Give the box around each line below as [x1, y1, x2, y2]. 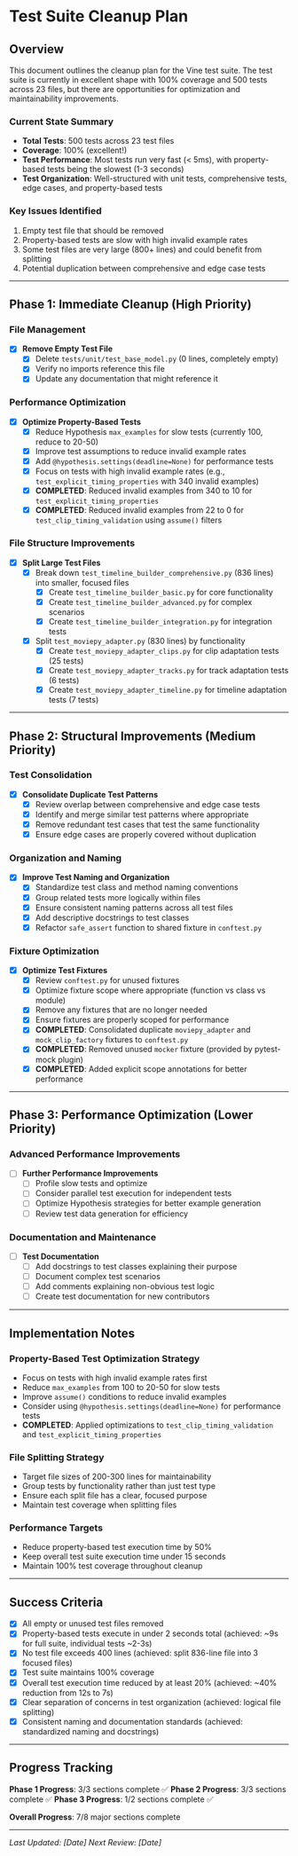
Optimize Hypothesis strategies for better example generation [35, 1198, 262, 1208]
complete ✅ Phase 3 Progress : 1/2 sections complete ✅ [9, 1794, 214, 1805]
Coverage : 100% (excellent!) [21, 145, 128, 156]
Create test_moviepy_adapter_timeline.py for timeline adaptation [48, 685, 287, 696]
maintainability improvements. [9, 93, 119, 104]
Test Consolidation [9, 769, 93, 782]
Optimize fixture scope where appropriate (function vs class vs [35, 985, 266, 995]
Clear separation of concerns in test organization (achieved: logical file [21, 1696, 281, 1707]
